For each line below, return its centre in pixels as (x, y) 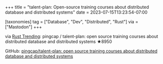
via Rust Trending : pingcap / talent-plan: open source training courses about (81, 36)
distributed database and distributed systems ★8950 (58, 42)
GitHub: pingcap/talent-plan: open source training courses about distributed (81, 51)
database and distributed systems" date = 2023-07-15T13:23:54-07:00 (76, 12)
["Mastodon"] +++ (24, 27)
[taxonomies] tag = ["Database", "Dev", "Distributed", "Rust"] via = (72, 22)
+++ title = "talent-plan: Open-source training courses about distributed (77, 7)
